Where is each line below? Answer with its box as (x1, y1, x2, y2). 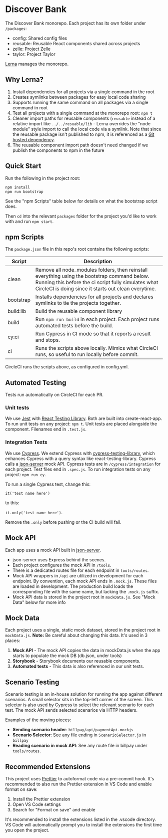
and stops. (35, 337, 60, 344)
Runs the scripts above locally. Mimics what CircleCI (35, 345, 158, 352)
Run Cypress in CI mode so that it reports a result (35, 330, 151, 337)
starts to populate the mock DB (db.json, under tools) (12, 653, 122, 659)
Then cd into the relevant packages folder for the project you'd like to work (5, 213, 156, 219)
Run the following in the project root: (5, 175, 80, 181)
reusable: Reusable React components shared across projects (12, 40, 140, 46)
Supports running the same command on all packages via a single (12, 99, 148, 105)
